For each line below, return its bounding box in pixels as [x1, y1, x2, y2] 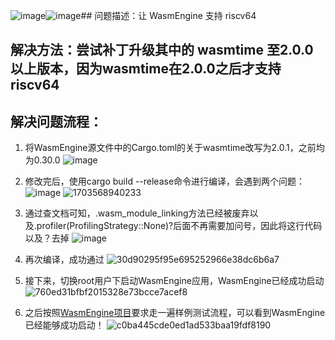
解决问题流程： [10, 113, 103, 130]
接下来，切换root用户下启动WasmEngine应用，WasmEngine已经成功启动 [24, 275, 325, 287]
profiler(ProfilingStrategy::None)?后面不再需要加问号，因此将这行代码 [36, 220, 323, 232]
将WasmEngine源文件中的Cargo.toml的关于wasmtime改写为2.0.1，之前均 [24, 142, 325, 154]
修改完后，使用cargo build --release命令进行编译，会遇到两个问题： [24, 175, 306, 188]
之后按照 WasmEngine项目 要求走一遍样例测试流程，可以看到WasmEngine [24, 307, 326, 319]
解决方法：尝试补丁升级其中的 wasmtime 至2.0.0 [10, 42, 314, 59]
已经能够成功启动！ [24, 319, 105, 331]
